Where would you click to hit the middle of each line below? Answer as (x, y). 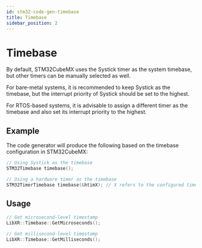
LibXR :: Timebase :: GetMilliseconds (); (54, 240)
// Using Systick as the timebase (50, 163)
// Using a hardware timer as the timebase (62, 179)
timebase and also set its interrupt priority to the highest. (77, 112)
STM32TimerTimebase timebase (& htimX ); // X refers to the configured (95, 185)
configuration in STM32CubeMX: (47, 152)
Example (23, 131)
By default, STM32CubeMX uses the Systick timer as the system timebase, (99, 69)
